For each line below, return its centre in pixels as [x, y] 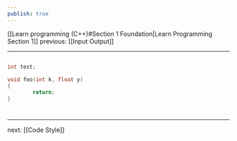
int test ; [22, 67]
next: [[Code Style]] [36, 130]
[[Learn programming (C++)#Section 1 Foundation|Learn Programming [110, 34]
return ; [44, 93]
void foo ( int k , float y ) [45, 79]
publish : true [28, 14]
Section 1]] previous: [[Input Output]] [61, 41]
